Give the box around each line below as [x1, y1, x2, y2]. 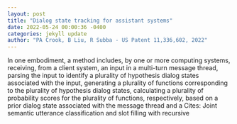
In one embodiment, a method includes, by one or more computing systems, [7, 56, 231, 64]
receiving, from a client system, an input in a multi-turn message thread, [7, 64, 219, 72]
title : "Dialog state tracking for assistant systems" [7, 17, 173, 24]
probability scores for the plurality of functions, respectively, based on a [7, 94, 219, 103]
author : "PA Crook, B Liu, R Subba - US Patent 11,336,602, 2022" [7, 37, 208, 44]
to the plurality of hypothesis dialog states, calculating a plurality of [7, 86, 204, 95]
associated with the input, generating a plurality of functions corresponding [7, 79, 228, 87]
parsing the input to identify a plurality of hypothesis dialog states [7, 72, 199, 80]
